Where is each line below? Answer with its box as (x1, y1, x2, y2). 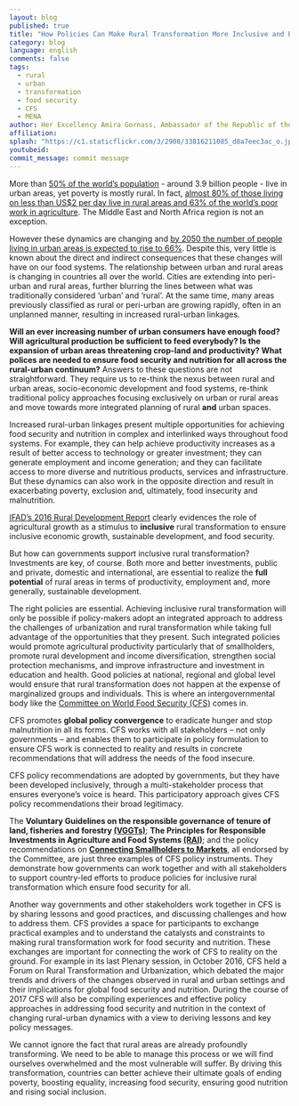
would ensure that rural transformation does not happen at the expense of (9, 678, 281, 690)
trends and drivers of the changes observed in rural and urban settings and (9, 974, 286, 985)
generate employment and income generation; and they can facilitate (9, 456, 263, 467)
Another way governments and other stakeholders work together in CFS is (9, 899, 282, 909)
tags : (9, 63, 29, 72)
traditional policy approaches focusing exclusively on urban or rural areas (9, 392, 279, 403)
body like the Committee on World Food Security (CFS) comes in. (9, 698, 249, 708)
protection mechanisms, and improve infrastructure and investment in (9, 659, 265, 670)
